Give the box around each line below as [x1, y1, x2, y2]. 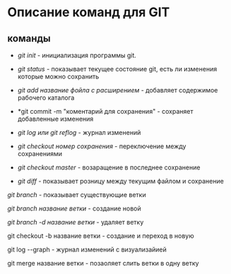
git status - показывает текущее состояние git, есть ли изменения [17, 65, 218, 73]
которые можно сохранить [17, 72, 100, 81]
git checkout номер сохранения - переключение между [17, 142, 186, 150]
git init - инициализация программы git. [17, 51, 136, 59]
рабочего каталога [17, 93, 75, 102]
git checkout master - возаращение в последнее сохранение [17, 163, 201, 172]
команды [7, 32, 51, 44]
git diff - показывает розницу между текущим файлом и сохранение [17, 177, 224, 185]
